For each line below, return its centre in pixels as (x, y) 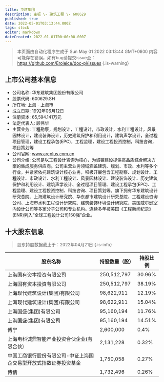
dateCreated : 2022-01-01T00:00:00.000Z (46, 37)
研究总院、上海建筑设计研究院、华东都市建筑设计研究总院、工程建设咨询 (85, 196)
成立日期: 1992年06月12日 (38, 111)
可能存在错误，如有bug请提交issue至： (56, 57)
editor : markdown (23, 32)
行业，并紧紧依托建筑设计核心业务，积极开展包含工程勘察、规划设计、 (83, 172)
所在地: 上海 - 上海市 (33, 105)
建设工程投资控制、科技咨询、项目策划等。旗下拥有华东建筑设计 (93, 190)
